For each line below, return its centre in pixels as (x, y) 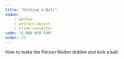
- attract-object (32, 24)
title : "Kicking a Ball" (31, 10)
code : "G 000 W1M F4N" (29, 33)
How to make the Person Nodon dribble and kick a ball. (62, 52)
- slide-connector (33, 28)
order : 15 (16, 38)
